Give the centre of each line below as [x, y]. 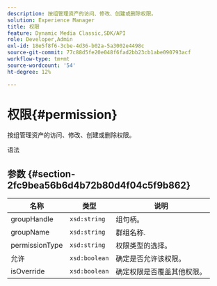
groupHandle [32, 219]
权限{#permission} [63, 114]
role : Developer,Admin [40, 40]
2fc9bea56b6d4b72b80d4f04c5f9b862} [99, 185]
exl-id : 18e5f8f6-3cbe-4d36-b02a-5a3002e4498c [76, 46]
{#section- [51, 174]
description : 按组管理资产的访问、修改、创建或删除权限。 [82, 14]
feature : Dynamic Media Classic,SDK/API [67, 33]
